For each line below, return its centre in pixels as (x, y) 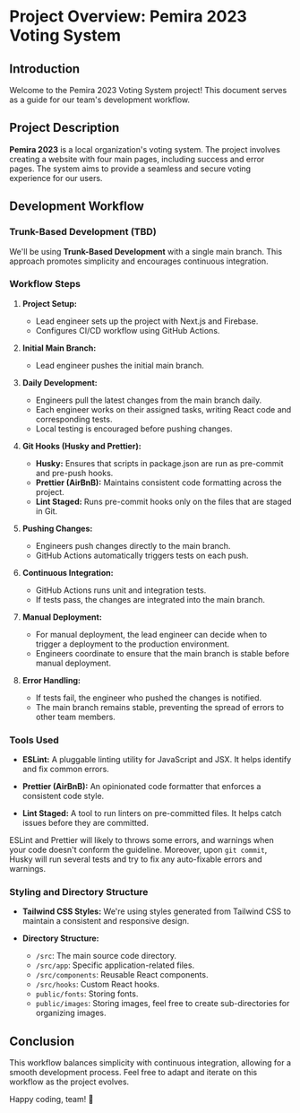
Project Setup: (50, 303)
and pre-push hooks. (74, 473)
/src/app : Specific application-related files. (115, 965)
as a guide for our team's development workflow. (100, 100)
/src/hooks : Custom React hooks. (97, 985)
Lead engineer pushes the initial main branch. (120, 365)
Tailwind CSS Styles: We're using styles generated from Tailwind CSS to (156, 911)
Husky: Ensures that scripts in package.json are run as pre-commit (159, 463)
